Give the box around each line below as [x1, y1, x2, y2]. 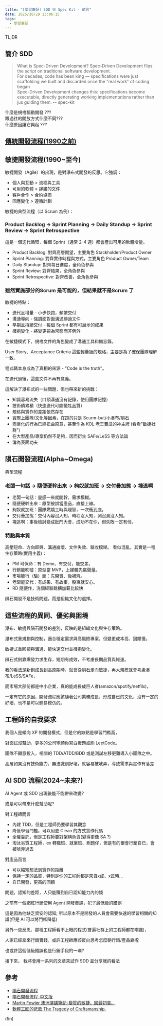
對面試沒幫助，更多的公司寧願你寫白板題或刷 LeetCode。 [5, 740, 120, 746]
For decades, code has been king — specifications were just [17, 73, 139, 79]
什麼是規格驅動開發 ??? [5, 110, 52, 115]
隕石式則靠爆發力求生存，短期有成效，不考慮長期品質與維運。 [5, 657, 129, 662]
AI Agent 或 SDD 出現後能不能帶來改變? [5, 790, 84, 796]
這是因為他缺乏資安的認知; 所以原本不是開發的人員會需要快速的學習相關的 [5, 910, 153, 916]
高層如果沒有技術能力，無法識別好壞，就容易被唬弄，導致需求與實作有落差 [5, 760, 154, 766]
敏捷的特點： [5, 299, 31, 305]
